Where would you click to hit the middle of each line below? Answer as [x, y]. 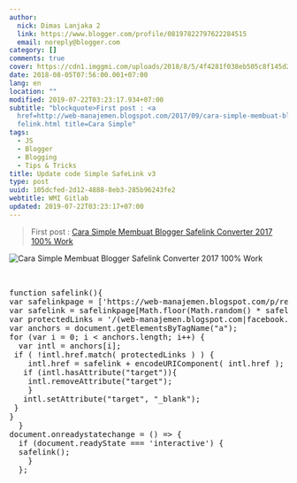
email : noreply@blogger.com [69, 42]
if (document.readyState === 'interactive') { [121, 443]
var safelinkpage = [51, 301]
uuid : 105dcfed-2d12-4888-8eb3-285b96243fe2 [92, 190]
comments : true [37, 58]
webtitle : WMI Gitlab [49, 199]
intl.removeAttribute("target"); [100, 381]
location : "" [33, 91]
